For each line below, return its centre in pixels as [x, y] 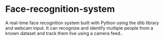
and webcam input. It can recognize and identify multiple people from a [79, 28]
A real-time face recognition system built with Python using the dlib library [82, 23]
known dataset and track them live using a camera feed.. [64, 33]
